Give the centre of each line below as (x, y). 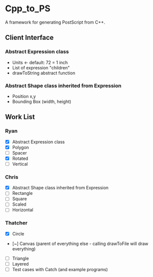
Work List (20, 117)
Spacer (19, 153)
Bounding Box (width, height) (42, 101)
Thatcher (16, 223)
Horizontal (23, 210)
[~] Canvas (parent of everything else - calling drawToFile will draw (80, 244)
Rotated (20, 158)
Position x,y (24, 96)
